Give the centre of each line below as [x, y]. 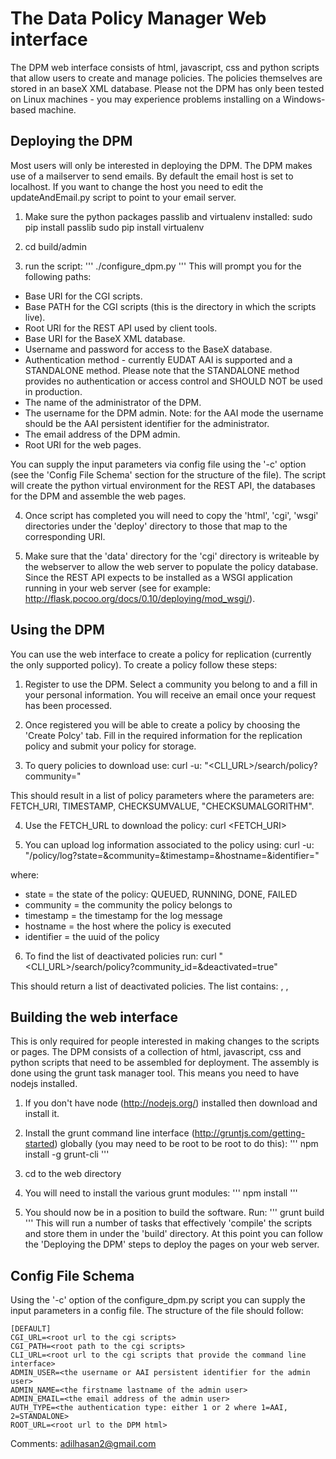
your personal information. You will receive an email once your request [170, 694]
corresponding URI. [65, 536]
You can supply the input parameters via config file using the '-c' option [158, 464]
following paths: [58, 276]
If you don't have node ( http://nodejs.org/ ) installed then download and [171, 1103]
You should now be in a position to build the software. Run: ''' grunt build [174, 1213]
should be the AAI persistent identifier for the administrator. [147, 423]
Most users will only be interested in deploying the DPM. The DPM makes [161, 165]
